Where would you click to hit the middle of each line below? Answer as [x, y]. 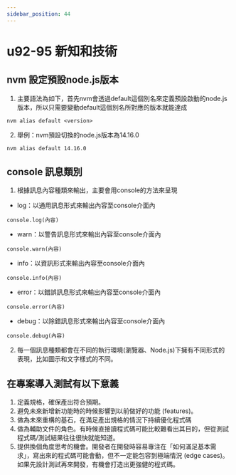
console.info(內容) [34, 278]
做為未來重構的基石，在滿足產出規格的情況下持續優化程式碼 [104, 420]
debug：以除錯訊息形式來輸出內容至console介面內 [91, 321]
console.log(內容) [33, 220]
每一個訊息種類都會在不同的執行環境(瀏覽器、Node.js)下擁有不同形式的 [121, 350]
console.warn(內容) [34, 249]
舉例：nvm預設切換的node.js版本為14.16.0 [78, 135]
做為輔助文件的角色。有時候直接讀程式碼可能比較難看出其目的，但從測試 [123, 429]
